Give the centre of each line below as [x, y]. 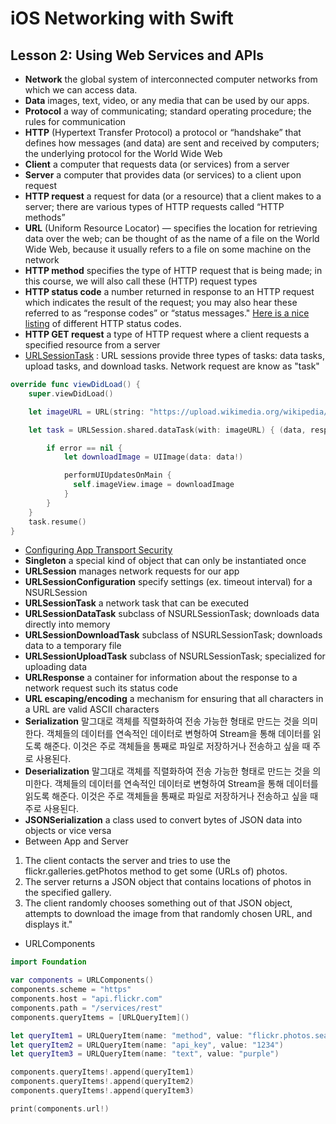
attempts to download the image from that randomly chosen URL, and [168, 914]
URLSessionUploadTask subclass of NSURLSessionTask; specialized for [175, 656]
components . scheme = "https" [71, 990]
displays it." [48, 924]
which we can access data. [81, 90]
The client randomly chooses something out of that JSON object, [158, 903]
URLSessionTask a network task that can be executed [136, 603]
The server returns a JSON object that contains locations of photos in [168, 882]
